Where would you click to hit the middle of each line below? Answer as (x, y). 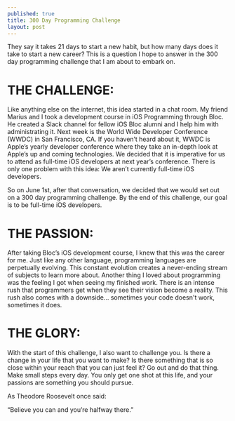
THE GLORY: (44, 333)
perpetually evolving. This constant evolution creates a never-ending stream (117, 268)
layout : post (26, 27)
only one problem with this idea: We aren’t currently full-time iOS (101, 169)
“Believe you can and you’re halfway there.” (70, 410)
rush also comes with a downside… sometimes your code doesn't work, (111, 298)
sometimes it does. (35, 305)
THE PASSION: (51, 233)
